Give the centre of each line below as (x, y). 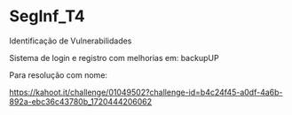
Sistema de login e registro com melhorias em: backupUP (114, 57)
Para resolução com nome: (59, 75)
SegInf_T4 (47, 16)
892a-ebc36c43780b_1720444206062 (81, 101)
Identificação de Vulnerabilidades (71, 41)
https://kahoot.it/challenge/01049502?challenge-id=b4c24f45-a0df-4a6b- (146, 92)
